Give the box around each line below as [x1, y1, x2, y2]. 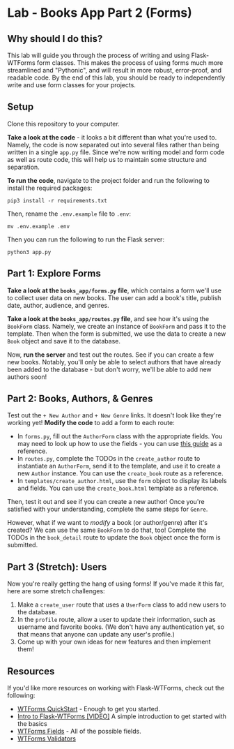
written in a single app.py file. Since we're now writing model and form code [7, 148, 225, 156]
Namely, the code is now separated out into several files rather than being [7, 140, 219, 149]
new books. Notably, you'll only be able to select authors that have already [7, 357, 221, 366]
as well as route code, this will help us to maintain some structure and [7, 155, 207, 163]
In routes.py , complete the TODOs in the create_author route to [17, 454, 201, 463]
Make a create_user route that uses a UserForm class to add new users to [17, 600, 226, 609]
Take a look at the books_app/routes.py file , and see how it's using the [7, 314, 210, 322]
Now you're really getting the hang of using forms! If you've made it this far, [7, 579, 224, 588]
